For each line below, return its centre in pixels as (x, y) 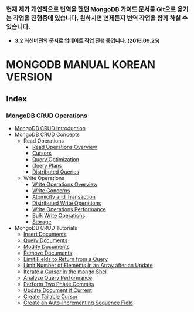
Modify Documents (46, 247)
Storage (42, 222)
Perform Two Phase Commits (59, 284)
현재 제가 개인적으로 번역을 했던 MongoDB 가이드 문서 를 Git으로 (91, 9)
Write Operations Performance (69, 209)
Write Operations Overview (65, 184)
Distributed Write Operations (67, 203)
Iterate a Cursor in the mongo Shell (66, 272)
